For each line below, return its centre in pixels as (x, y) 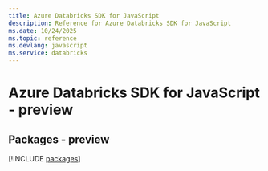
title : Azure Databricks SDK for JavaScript (84, 16)
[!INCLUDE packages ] (45, 159)
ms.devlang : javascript (48, 46)
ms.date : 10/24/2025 (43, 31)
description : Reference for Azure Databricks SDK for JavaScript (120, 23)
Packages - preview (59, 139)
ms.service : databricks (48, 53)
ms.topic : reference (43, 38)
